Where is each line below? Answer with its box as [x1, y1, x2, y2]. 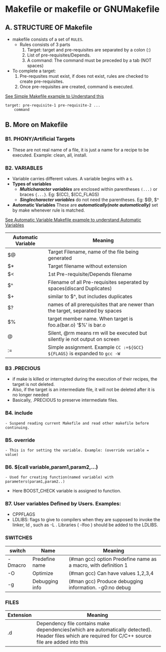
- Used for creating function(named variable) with [5, 475, 114, 480]
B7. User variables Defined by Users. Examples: [5, 500, 121, 507]
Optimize [32, 570, 53, 577]
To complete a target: [12, 68, 56, 74]
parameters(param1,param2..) [5, 479, 65, 484]
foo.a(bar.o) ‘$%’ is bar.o [47, 321, 106, 328]
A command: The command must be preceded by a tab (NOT [27, 57, 152, 63]
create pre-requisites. [19, 78, 64, 84]
